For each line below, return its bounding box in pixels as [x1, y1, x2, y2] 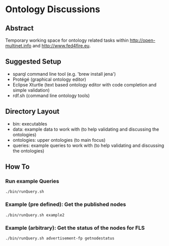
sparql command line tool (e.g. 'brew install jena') [12, 71, 116, 77]
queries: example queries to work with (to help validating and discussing [12, 142, 164, 148]
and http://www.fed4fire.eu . [32, 43, 91, 49]
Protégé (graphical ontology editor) [12, 76, 86, 82]
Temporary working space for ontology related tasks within [5, 37, 129, 43]
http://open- [129, 37, 156, 43]
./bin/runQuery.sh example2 [5, 212, 65, 218]
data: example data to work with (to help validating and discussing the [12, 126, 159, 132]
